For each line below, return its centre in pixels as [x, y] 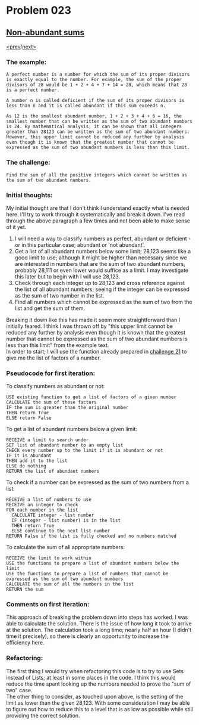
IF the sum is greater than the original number [67, 408]
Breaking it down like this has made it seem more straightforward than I [93, 320]
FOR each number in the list [42, 510]
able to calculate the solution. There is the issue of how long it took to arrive [99, 624]
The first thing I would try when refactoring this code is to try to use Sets [95, 671]
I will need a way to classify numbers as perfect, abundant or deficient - [103, 238]
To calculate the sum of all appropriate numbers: [66, 547]
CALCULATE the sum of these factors [51, 402]
